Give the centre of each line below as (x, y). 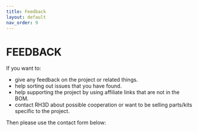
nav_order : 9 (22, 22)
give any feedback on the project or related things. (76, 80)
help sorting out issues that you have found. (68, 86)
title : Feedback (26, 12)
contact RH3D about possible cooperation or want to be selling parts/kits (103, 105)
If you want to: (24, 68)
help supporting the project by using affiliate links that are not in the (97, 92)
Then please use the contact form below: (56, 123)
